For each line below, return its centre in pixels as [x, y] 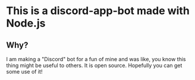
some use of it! [24, 71]
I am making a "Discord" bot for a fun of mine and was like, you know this [96, 59]
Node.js [26, 23]
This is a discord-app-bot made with [98, 11]
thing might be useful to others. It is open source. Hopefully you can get [94, 65]
